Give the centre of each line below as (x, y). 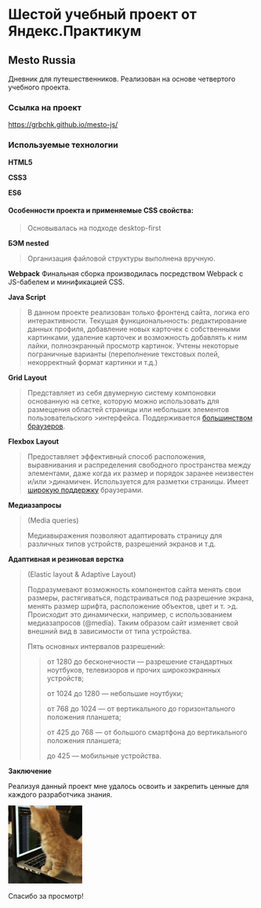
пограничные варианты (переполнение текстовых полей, (123, 354)
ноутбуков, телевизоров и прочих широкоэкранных (134, 669)
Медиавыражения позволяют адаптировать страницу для (125, 535)
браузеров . (46, 426)
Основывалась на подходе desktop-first (94, 228)
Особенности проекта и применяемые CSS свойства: (101, 210)
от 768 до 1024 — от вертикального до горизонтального (141, 709)
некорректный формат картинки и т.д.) (92, 362)
